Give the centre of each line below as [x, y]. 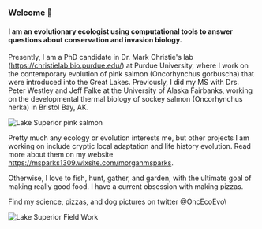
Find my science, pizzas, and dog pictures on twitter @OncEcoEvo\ [118, 202]
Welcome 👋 [30, 13]
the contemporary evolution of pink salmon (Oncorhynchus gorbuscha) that [131, 74]
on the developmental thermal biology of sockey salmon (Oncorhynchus [125, 99]
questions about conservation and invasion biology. [95, 39]
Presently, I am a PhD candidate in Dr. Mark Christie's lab [101, 57]
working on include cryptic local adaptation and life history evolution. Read [129, 146]
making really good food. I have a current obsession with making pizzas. [126, 187]
